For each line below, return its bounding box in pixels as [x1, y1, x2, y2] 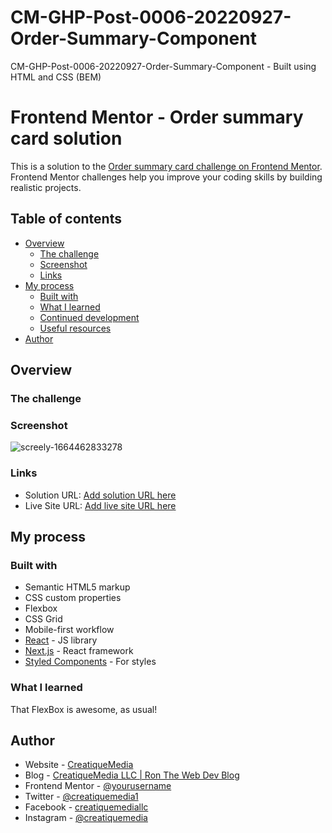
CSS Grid [24, 613, 63, 625]
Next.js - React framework [24, 645, 134, 657]
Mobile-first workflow [24, 624, 115, 636]
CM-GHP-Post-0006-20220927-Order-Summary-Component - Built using [10, 60, 317, 72]
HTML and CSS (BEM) [10, 71, 102, 83]
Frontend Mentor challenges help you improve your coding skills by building [10, 171, 323, 183]
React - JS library [24, 634, 98, 646]
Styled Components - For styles [24, 656, 157, 668]
